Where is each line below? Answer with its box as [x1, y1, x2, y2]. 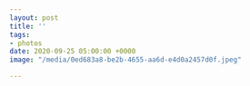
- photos [9, 38, 43, 48]
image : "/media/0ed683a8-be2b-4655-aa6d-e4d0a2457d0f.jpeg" [9, 55, 243, 64]
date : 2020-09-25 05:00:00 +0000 [9, 47, 136, 56]
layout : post [9, 13, 59, 23]
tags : [9, 30, 30, 39]
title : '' [9, 22, 47, 31]
